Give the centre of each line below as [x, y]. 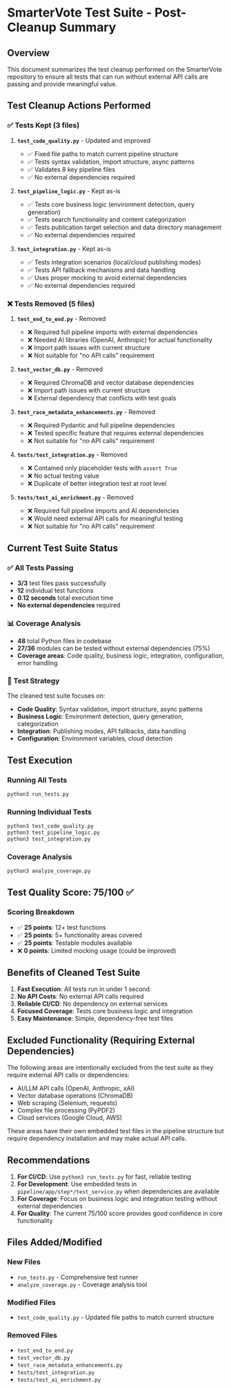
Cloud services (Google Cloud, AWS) [70, 1118]
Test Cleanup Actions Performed [79, 106]
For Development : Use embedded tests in [77, 1184]
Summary [88, 27]
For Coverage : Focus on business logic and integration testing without [117, 1199]
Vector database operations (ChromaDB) [75, 1096]
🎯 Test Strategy [33, 681]
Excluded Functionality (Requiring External [101, 1040]
